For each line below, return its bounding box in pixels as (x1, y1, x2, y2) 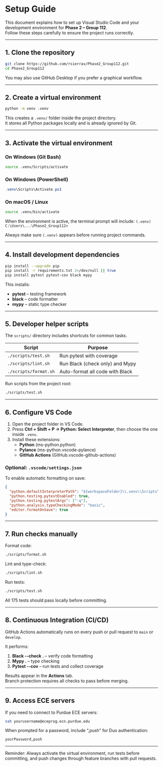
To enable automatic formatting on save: (5, 475, 86, 481)
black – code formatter (12, 296, 58, 302)
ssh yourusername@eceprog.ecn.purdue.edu (5, 719, 90, 724)
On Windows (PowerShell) (5, 176, 68, 183)
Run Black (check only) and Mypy (59, 360, 137, 367)
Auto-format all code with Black (59, 368, 132, 375)
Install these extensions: (12, 437, 61, 443)
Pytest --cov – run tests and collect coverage (12, 663, 103, 669)
